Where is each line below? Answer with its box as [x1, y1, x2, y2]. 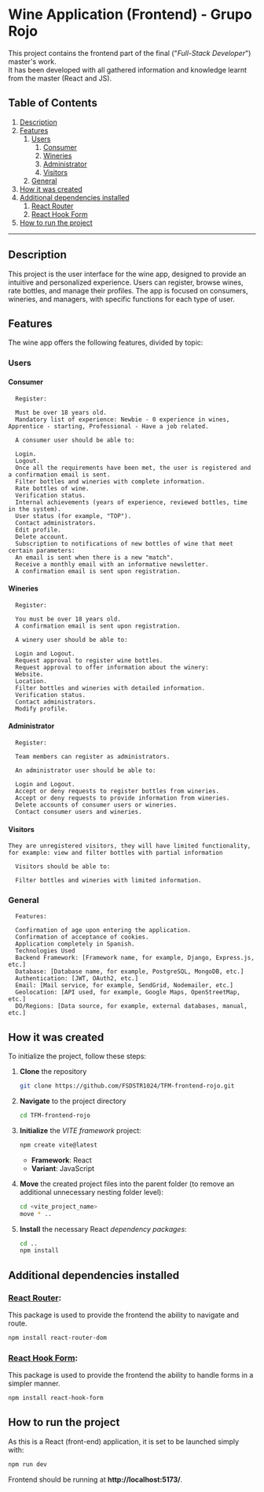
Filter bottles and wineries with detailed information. [15, 684, 206, 692]
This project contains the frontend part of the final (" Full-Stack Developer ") [8, 48, 251, 58]
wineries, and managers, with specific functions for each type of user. [8, 294, 236, 304]
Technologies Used [15, 947, 76, 955]
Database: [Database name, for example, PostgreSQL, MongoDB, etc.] [15, 968, 244, 975]
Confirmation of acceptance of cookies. [15, 933, 149, 942]
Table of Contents [8, 96, 98, 110]
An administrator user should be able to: [15, 767, 156, 774]
